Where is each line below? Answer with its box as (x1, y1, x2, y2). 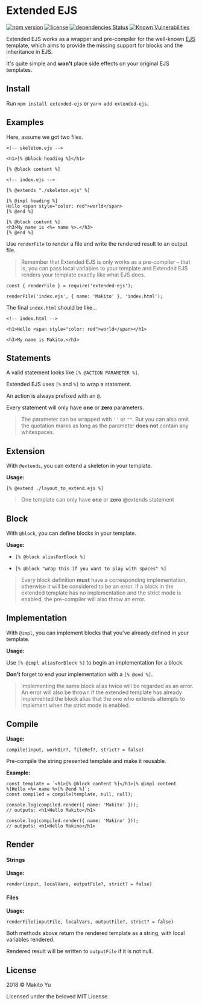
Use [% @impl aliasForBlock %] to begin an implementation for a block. (6, 659, 184, 666)
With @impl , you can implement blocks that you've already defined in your (6, 629, 189, 636)
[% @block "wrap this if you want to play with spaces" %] (14, 566, 167, 572)
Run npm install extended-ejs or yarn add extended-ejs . (6, 100, 149, 107)
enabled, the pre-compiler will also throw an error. (21, 596, 146, 602)
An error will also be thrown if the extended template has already (21, 689, 182, 696)
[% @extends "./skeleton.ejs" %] (6, 187, 90, 193)
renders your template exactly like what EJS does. (21, 271, 146, 278)
